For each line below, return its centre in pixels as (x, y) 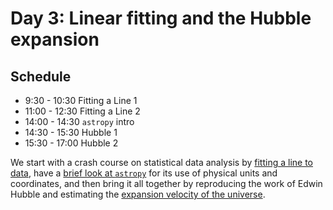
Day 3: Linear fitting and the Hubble (161, 18)
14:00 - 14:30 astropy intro (79, 121)
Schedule (41, 76)
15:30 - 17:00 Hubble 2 (71, 143)
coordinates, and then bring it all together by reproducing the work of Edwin (166, 183)
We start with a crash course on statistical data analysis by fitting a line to (161, 162)
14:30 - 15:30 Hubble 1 (71, 132)
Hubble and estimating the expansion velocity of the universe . (138, 194)
